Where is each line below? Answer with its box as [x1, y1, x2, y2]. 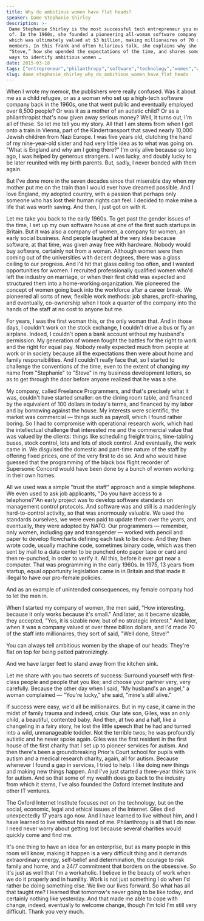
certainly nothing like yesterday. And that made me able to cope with [6, 895, 178, 902]
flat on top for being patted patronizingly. [6, 648, 109, 655]
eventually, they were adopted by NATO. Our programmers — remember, [6, 522, 188, 530]
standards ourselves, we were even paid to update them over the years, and [6, 516, 197, 523]
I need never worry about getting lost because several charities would [6, 825, 181, 832]
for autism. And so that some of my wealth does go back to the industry [6, 774, 186, 782]
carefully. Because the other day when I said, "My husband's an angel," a [6, 685, 189, 692]
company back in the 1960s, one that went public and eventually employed [6, 101, 194, 108]
